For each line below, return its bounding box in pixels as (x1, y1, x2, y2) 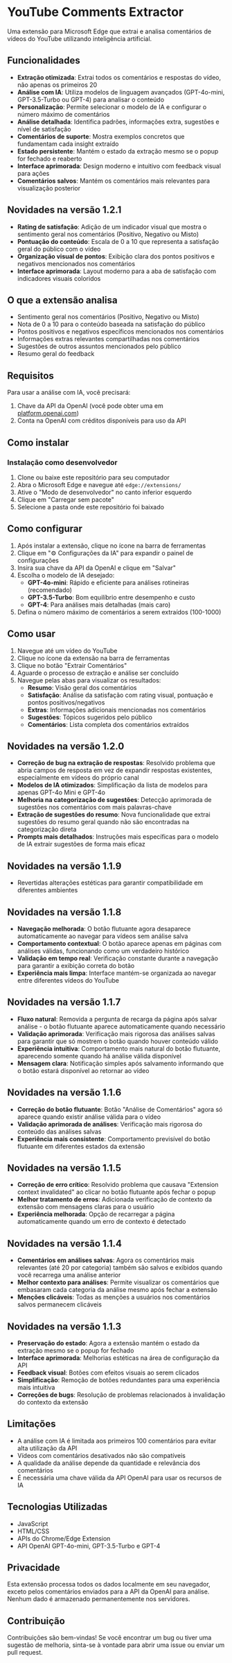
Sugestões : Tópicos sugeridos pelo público (27, 713, 152, 721)
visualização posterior (17, 183, 81, 192)
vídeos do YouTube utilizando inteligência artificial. (7, 34, 152, 42)
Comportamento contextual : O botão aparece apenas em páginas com (17, 939, 222, 947)
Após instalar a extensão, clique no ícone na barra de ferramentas (17, 541, 206, 550)
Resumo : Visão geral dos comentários (27, 683, 137, 691)
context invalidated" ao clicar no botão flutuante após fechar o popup (17, 1188, 216, 1196)
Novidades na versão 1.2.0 (7, 740, 125, 752)
